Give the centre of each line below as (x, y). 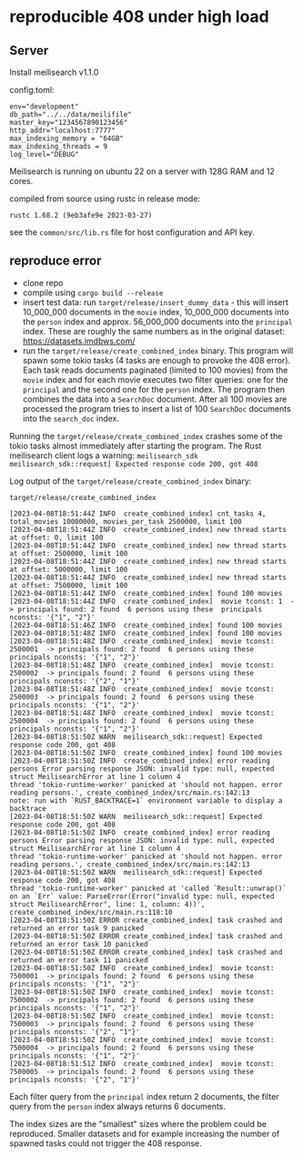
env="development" (44, 107)
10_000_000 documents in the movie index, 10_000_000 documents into (156, 312)
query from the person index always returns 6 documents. (117, 1106)
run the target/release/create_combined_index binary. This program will (158, 350)
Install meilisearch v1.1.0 (54, 72)
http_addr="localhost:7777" (63, 130)
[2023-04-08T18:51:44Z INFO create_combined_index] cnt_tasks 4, (138, 513)
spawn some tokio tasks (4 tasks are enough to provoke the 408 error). (157, 360)
